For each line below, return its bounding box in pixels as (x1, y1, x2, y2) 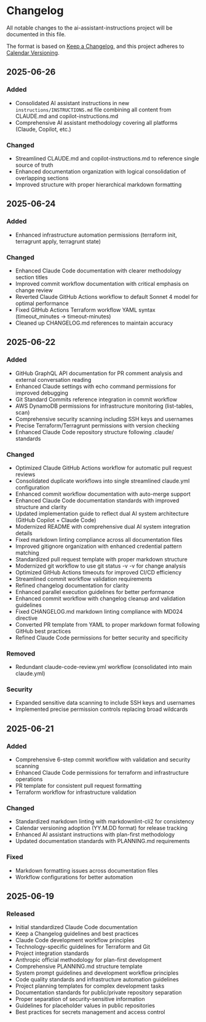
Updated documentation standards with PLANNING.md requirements (15, 838, 190, 845)
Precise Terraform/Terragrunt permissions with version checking (15, 422, 180, 429)
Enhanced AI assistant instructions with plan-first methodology (15, 831, 175, 838)
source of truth (15, 161, 53, 168)
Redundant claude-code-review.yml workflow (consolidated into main (15, 664, 192, 671)
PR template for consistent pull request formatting (15, 782, 142, 790)
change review (15, 287, 53, 294)
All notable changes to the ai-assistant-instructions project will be (6, 24, 173, 31)
